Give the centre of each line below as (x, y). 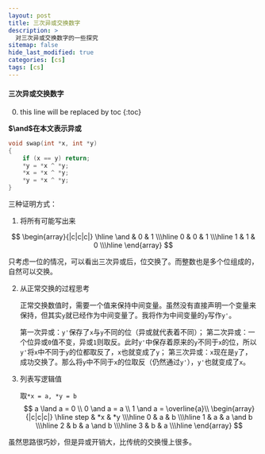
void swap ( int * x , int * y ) (53, 143)
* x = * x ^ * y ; (46, 173)
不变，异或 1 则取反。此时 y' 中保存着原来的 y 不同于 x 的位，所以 (157, 342)
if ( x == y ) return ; (56, 158)
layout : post (30, 16)
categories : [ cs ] (37, 60)
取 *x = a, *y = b (48, 396)
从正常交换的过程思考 (54, 289)
